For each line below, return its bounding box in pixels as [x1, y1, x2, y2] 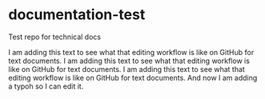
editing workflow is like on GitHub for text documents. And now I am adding [8, 73, 258, 82]
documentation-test [8, 6, 146, 24]
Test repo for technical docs [8, 32, 102, 42]
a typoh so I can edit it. [8, 81, 84, 91]
